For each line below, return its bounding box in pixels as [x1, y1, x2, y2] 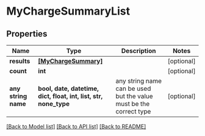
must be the [115, 99, 150, 108]
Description [121, 47, 156, 55]
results [9, 57, 31, 65]
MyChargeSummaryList [6, 4, 130, 18]
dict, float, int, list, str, [38, 92, 103, 100]
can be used [115, 84, 151, 93]
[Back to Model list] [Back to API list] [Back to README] [6, 123, 146, 130]
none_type [38, 99, 70, 108]
